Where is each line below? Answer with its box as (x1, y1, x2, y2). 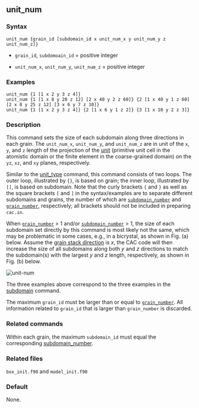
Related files (6, 354, 43, 362)
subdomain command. (6, 287, 61, 294)
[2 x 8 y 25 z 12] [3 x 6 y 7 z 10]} (6, 101, 100, 107)
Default (6, 383, 29, 391)
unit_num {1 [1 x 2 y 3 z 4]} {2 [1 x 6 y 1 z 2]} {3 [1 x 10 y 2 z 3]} (6, 107, 190, 113)
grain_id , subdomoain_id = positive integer (14, 52, 118, 59)
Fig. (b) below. (6, 258, 42, 265)
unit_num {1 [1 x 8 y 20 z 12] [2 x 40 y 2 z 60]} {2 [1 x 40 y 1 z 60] (6, 96, 190, 103)
